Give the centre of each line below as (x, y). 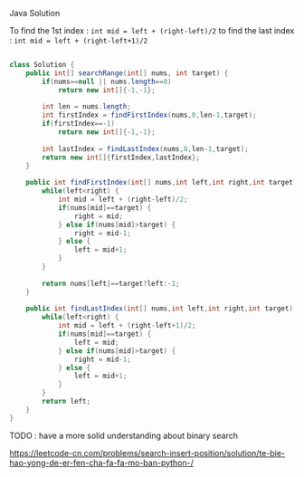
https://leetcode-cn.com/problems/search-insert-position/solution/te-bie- (147, 453)
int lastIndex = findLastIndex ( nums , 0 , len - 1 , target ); (145, 148)
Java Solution (35, 13)
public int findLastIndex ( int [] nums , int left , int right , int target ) (160, 309)
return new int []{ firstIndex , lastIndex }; (121, 157)
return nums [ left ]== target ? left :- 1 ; (111, 283)
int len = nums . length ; (86, 107)
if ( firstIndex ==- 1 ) (79, 124)
